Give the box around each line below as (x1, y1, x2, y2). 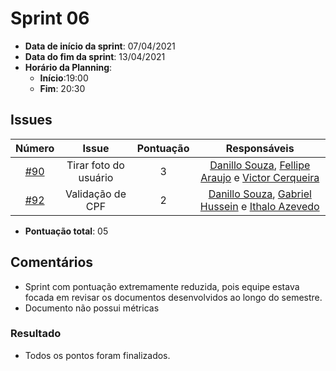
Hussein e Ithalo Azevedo (199, 199, 320, 213)
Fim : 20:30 (39, 82, 86, 94)
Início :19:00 (39, 72, 89, 84)
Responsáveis (225, 141, 295, 155)
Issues (10, 112, 53, 129)
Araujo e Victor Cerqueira (200, 170, 320, 184)
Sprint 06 (10, 7, 90, 30)
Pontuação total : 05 (24, 225, 109, 237)
